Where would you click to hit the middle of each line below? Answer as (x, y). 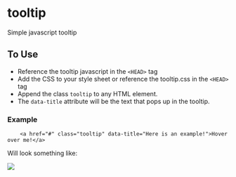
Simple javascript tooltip (42, 32)
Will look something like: (42, 153)
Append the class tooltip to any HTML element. (87, 93)
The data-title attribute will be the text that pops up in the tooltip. (113, 101)
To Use (23, 54)
